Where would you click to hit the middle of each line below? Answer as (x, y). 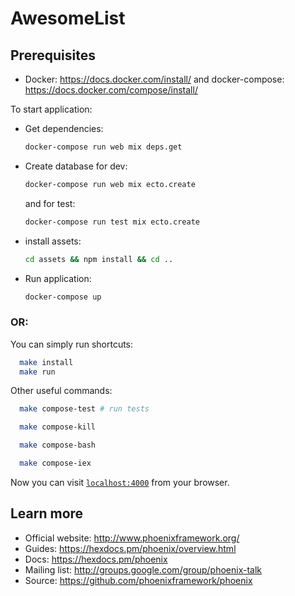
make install (46, 362)
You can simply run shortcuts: (72, 344)
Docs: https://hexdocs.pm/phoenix (96, 559)
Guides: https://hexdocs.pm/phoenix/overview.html (130, 548)
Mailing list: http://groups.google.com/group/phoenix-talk (143, 569)
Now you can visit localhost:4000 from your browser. (120, 482)
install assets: (53, 241)
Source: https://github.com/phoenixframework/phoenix (138, 580)
